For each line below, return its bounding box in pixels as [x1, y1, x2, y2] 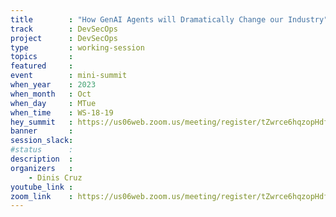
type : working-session [10, 42, 145, 53]
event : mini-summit [10, 71, 128, 81]
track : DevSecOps [10, 24, 118, 34]
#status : [10, 145, 74, 155]
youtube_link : [10, 182, 74, 192]
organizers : [10, 163, 74, 173]
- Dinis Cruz [28, 172, 83, 183]
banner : [10, 126, 74, 136]
